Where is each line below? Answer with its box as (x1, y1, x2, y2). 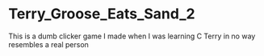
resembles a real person (8, 39, 89, 49)
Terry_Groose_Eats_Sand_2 (8, 5, 195, 23)
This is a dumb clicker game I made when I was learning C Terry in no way (8, 31, 256, 41)
